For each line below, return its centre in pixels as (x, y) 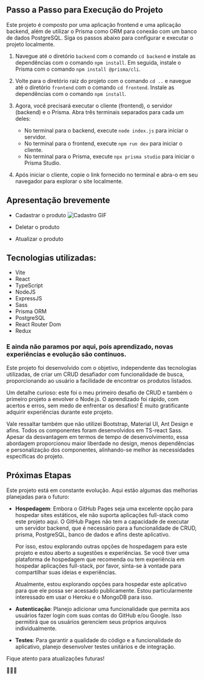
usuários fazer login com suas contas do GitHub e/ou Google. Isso (98, 615)
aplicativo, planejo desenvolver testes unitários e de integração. (95, 646)
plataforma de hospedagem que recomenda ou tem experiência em (100, 559)
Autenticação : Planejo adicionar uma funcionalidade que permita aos (102, 609)
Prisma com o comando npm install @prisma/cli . (78, 69)
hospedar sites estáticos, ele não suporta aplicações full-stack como (102, 515)
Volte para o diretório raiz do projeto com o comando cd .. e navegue (103, 81)
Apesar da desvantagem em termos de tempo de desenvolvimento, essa (97, 436)
